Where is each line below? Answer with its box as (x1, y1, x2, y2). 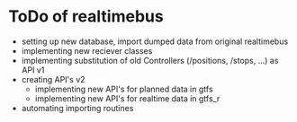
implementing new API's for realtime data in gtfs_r (34, 92, 220, 104)
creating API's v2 (21, 74, 86, 84)
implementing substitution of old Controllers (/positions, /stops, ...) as (21, 55, 279, 65)
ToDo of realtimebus (8, 6, 164, 27)
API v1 (21, 65, 45, 75)
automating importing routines (21, 102, 134, 113)
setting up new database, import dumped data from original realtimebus (21, 36, 289, 47)
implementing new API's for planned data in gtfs (34, 83, 213, 94)
